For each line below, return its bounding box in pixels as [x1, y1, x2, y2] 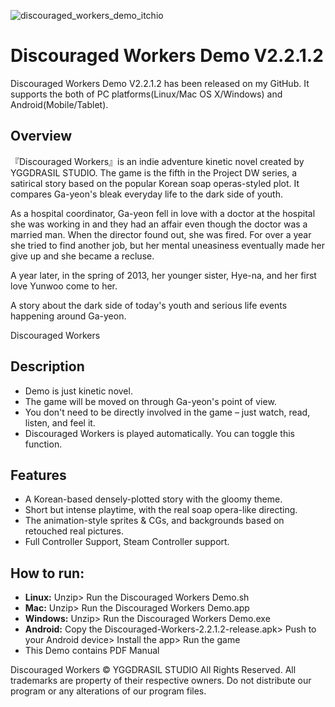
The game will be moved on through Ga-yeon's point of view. [24, 395, 277, 407]
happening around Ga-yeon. [10, 310, 127, 322]
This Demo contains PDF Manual [24, 645, 160, 657]
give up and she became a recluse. [10, 250, 155, 262]
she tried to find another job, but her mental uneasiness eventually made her [10, 239, 326, 251]
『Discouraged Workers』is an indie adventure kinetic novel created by [10, 155, 305, 167]
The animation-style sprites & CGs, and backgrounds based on [24, 515, 285, 527]
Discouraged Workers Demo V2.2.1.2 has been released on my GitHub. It [10, 77, 310, 89]
